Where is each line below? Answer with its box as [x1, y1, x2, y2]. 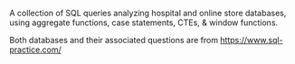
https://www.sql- [220, 35, 283, 45]
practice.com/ [9, 44, 62, 55]
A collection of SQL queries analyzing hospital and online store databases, [9, 8, 287, 18]
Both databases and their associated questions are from [9, 35, 219, 45]
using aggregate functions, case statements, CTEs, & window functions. [9, 17, 279, 28]
